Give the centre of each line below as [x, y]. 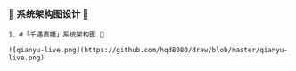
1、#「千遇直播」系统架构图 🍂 [56, 35]
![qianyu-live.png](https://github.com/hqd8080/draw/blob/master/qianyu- [148, 51]
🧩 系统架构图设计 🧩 [49, 13]
